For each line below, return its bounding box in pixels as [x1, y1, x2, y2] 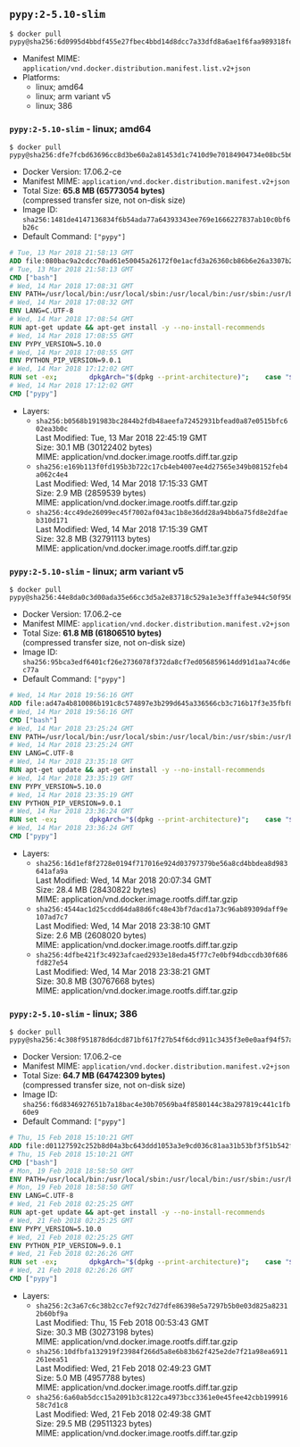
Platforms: [21, 71, 61, 82]
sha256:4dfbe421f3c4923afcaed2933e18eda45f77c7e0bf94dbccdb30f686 [35, 951, 288, 960]
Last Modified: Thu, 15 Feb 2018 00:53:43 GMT [35, 1317, 210, 1327]
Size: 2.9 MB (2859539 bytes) [35, 487, 146, 498]
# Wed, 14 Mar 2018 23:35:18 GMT [9, 757, 134, 767]
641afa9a [35, 867, 69, 876]
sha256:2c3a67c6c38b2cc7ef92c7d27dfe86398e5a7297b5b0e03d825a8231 [35, 1301, 288, 1310]
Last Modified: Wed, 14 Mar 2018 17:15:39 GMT [35, 523, 209, 535]
